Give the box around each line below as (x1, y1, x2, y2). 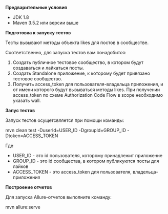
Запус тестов (5, 108, 35, 113)
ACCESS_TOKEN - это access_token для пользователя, (12, 169, 132, 175)
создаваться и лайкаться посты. (12, 65, 85, 71)
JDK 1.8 (12, 14, 29, 20)
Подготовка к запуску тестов (5, 30, 71, 35)
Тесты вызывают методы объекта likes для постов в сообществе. (5, 39, 149, 46)
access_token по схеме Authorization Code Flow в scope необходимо (12, 92, 163, 98)
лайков (12, 163, 29, 169)
